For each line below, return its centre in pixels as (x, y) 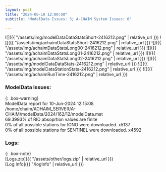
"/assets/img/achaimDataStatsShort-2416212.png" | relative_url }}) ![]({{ (88, 43)
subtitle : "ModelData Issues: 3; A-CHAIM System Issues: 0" (69, 19)
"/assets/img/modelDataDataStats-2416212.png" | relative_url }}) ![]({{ (77, 64)
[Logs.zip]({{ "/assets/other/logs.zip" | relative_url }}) (59, 159)
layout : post (19, 10)
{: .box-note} (18, 153)
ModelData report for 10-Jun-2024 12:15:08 (50, 103)
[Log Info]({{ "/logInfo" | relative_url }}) (45, 164)
